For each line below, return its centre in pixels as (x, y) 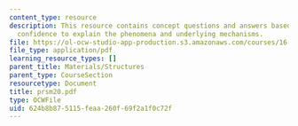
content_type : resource (53, 17)
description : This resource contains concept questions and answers (138, 26)
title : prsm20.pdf (43, 91)
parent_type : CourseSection (61, 75)
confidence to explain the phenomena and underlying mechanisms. (141, 34)
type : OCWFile (35, 100)
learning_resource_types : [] (63, 59)
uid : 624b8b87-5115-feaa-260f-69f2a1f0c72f (91, 108)
